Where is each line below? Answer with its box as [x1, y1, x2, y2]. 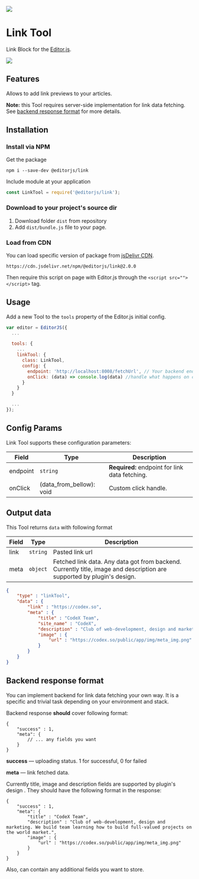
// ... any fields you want [27, 736, 97, 742]
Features [6, 74, 40, 84]
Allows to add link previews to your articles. [6, 90, 113, 97]
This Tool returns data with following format [6, 524, 113, 531]
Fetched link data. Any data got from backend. [53, 557, 182, 566]
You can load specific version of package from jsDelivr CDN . [6, 251, 154, 259]
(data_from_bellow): [39, 480, 96, 489]
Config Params [6, 423, 62, 433]
